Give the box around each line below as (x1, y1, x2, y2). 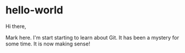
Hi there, (5, 23, 26, 30)
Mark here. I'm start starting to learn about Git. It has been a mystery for (5, 34, 179, 41)
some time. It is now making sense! (5, 40, 90, 47)
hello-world (5, 3, 64, 17)
